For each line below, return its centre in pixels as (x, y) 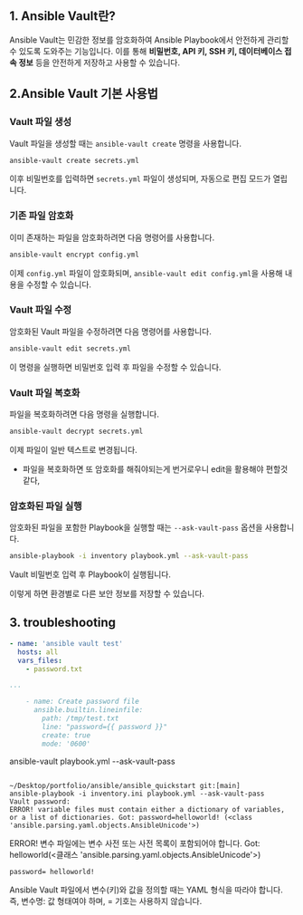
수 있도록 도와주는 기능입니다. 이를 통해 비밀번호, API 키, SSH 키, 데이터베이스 (146, 51)
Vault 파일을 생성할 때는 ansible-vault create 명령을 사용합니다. (126, 143)
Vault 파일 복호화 (45, 392)
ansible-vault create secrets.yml (75, 160)
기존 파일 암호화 (42, 216)
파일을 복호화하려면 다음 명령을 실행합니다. (85, 414)
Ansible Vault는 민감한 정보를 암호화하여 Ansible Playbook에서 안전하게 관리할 (149, 40)
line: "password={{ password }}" (105, 727)
